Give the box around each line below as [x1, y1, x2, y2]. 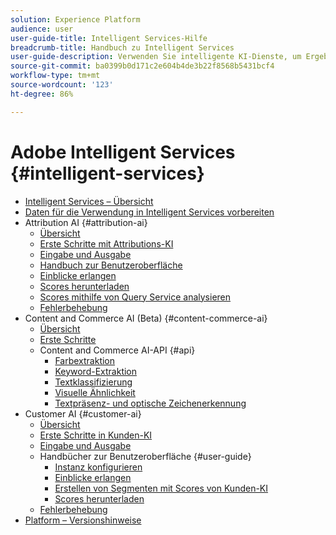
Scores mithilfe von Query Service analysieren [39, 291, 232, 303]
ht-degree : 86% [10, 89, 74, 99]
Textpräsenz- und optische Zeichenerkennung [54, 397, 247, 409]
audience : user [10, 24, 74, 34]
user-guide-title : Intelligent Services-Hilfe [10, 33, 208, 43]
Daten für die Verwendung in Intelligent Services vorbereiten [24, 206, 275, 218]
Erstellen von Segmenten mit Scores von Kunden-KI [54, 482, 269, 494]
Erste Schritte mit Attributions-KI [39, 237, 174, 250]
